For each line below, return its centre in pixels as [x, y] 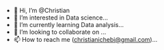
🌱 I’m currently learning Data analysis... [69, 25]
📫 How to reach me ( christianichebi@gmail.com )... [85, 40]
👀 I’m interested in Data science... [60, 18]
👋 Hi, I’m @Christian [42, 10]
